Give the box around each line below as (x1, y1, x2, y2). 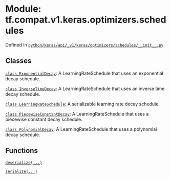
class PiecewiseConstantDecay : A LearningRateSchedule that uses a (5, 110, 149, 117)
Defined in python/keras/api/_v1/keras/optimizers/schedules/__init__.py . (5, 41, 165, 48)
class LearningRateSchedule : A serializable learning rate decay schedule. (5, 101, 160, 107)
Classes (5, 57, 32, 65)
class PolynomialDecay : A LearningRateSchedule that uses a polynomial (5, 126, 157, 132)
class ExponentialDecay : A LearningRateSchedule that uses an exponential (5, 70, 164, 76)
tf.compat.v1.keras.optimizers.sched (5, 14, 166, 26)
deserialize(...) (5, 160, 42, 165)
